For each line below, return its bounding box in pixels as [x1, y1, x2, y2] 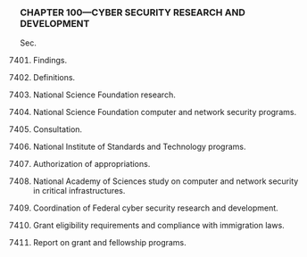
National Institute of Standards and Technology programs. [32, 141, 246, 153]
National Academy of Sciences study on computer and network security [32, 176, 299, 187]
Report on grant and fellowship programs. [32, 237, 187, 248]
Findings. [32, 55, 67, 66]
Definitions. [32, 72, 76, 83]
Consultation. [32, 124, 83, 135]
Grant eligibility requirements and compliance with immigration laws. [32, 220, 285, 231]
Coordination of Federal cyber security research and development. [32, 203, 278, 213]
